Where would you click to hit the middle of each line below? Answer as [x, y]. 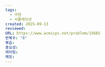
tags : [11, 10]
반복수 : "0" [16, 38]
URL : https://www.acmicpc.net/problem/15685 [53, 33]
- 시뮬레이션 [21, 19]
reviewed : [16, 29]
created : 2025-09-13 [27, 24]
